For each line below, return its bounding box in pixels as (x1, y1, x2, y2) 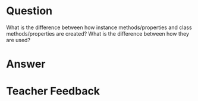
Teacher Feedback (6, 84, 100, 98)
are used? (6, 36, 31, 43)
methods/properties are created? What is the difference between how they (6, 30, 189, 37)
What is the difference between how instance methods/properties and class (6, 24, 192, 31)
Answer (6, 58, 46, 71)
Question (6, 4, 52, 18)
